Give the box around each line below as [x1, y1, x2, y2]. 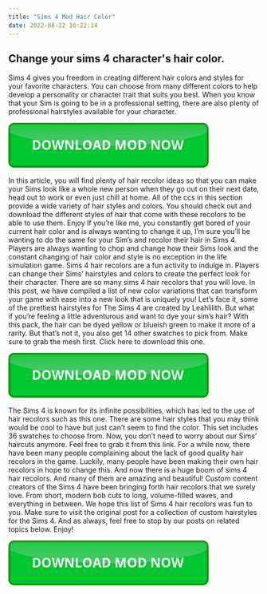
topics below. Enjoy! [8, 525, 74, 534]
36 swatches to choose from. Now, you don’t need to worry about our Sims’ [8, 431, 257, 441]
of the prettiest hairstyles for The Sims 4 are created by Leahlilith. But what [8, 303, 255, 313]
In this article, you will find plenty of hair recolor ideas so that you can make [8, 176, 257, 185]
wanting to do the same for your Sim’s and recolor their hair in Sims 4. [8, 236, 238, 245]
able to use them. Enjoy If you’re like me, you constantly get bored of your [8, 218, 251, 228]
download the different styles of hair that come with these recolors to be [8, 210, 246, 220]
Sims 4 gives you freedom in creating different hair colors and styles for [8, 73, 245, 83]
